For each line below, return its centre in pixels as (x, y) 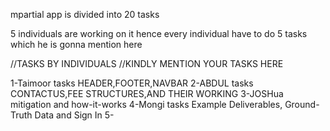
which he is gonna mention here (76, 44)
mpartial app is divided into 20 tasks (85, 14)
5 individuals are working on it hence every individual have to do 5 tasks (159, 33)
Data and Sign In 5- (74, 115)
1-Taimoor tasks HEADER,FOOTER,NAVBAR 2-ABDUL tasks (132, 83)
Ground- (302, 104)
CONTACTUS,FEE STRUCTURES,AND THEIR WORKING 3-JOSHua (147, 93)
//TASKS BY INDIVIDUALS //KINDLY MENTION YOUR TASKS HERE (147, 63)
